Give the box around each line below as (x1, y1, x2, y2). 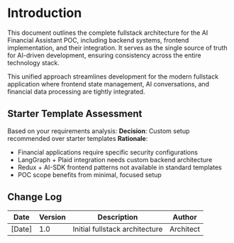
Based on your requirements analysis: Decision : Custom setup (7, 126, 190, 135)
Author (172, 212, 197, 222)
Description (97, 212, 138, 222)
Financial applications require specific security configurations (17, 147, 199, 157)
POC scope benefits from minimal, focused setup (17, 170, 162, 179)
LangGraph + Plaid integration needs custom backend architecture (17, 155, 213, 164)
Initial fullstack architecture (72, 224, 163, 234)
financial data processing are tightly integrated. (7, 87, 145, 96)
